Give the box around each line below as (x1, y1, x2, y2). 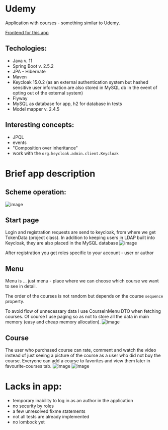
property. (5, 299, 25, 305)
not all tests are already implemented (12, 413, 90, 419)
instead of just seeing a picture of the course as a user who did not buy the (5, 352, 161, 358)
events (12, 139, 27, 146)
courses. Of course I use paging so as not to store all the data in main (5, 314, 149, 320)
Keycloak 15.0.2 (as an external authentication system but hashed (12, 79, 148, 85)
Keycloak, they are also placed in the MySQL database (5, 240, 118, 246)
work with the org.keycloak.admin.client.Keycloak (12, 150, 119, 156)
